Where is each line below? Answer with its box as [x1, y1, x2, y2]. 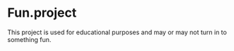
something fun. [7, 35, 52, 43]
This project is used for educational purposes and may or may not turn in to [7, 28, 228, 36]
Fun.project [7, 5, 77, 21]
